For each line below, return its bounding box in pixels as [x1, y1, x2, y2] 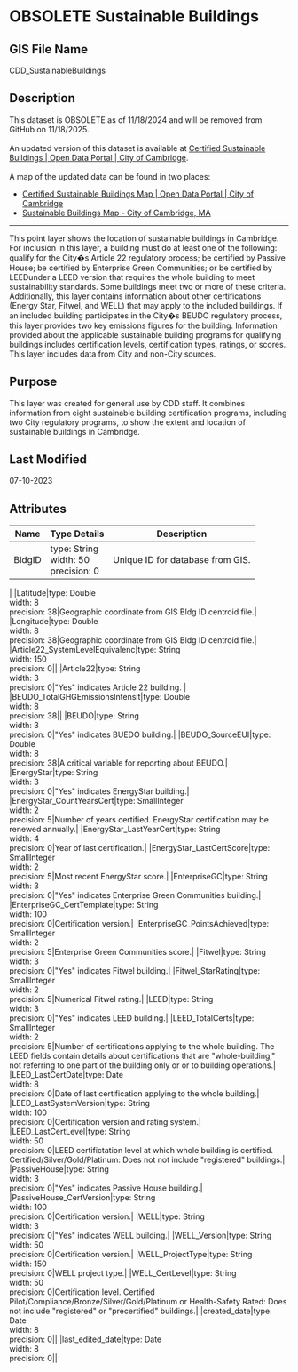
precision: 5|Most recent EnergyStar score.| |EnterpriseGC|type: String [9, 871, 268, 882]
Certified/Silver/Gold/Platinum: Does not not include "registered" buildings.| [9, 1154, 286, 1166]
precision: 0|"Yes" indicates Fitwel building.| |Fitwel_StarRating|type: [9, 966, 260, 976]
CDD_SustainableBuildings [9, 65, 106, 76]
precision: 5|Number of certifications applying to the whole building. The [9, 1041, 275, 1052]
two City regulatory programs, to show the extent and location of [9, 416, 247, 428]
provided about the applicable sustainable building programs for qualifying [9, 329, 282, 340]
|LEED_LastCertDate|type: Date [9, 1070, 124, 1080]
